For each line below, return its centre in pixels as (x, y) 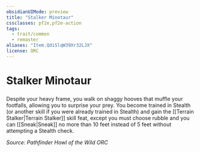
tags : (13, 29)
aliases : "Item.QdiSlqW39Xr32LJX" (50, 46)
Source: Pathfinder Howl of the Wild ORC (57, 142)
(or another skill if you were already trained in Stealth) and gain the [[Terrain (100, 111)
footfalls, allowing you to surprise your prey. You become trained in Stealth (98, 105)
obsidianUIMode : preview (37, 12)
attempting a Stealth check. (40, 130)
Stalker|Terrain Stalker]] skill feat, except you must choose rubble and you (98, 118)
